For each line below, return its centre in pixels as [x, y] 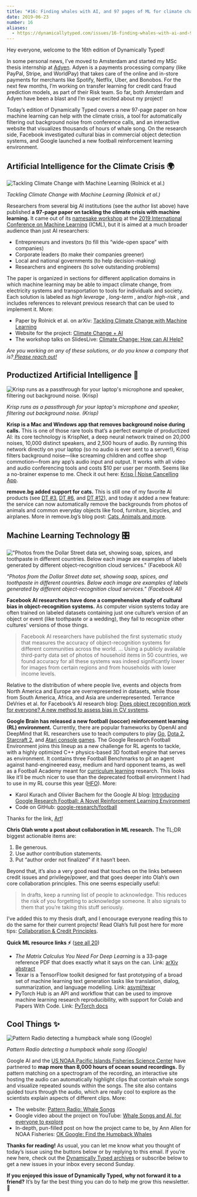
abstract [25, 968]
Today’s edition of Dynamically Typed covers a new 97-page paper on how [97, 110]
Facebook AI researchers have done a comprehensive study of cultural [95, 600]
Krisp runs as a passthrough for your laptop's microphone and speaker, [93, 406]
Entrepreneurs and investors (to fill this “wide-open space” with [91, 242]
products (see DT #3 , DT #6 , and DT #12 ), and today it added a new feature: [98, 498]
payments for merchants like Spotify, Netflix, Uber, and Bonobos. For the [94, 80]
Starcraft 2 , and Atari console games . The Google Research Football [89, 740]
